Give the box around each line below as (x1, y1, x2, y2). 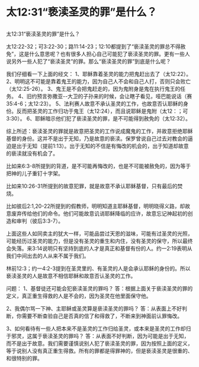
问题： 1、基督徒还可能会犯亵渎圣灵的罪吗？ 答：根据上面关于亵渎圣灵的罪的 (6, 284, 193, 292)
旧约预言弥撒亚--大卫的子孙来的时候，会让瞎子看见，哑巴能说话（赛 (26, 93, 192, 100)
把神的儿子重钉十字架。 (6, 170, 63, 177)
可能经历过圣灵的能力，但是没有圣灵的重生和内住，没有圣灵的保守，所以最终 (6, 237, 193, 244)
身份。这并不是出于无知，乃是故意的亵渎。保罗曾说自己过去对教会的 (21, 135, 188, 142)
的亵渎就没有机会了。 (6, 150, 58, 157)
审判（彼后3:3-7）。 (16, 217, 64, 224)
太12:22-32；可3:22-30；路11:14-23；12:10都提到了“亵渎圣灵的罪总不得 (6, 43, 181, 50)
